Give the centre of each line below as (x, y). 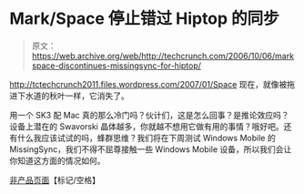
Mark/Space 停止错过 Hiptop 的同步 (144, 19)
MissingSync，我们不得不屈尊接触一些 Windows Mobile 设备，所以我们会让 (151, 149)
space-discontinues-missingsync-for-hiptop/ (117, 66)
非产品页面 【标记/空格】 (55, 179)
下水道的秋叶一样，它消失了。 (73, 96)
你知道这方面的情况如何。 (57, 160)
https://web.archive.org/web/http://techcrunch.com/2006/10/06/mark (162, 56)
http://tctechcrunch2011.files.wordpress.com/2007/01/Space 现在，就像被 (148, 84)
